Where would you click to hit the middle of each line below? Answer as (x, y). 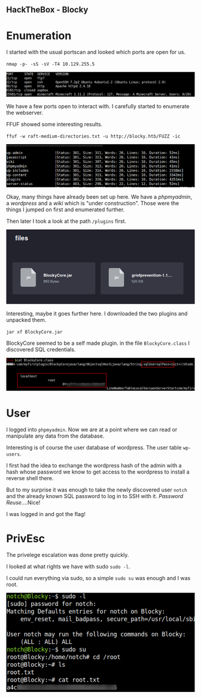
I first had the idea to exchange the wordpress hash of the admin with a (94, 466)
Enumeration (39, 36)
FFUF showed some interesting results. (54, 124)
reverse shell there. (30, 478)
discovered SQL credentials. (41, 349)
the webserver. (25, 113)
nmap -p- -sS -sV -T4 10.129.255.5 (51, 64)
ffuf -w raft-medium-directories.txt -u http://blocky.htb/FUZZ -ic (93, 136)
